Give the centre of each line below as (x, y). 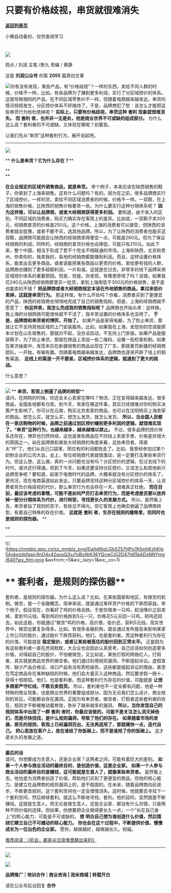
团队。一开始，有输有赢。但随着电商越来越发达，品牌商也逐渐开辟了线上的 (83, 353)
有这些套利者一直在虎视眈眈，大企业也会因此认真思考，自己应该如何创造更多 (85, 648)
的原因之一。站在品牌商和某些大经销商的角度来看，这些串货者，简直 (77, 442)
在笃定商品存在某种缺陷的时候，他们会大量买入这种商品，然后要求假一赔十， (85, 673)
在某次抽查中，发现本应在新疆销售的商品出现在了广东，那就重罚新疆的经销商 (85, 346)
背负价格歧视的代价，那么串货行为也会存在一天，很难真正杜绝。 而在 (86, 487)
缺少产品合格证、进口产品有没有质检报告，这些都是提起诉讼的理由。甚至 (90, 667)
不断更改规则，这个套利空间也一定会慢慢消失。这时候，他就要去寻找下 (88, 791)
